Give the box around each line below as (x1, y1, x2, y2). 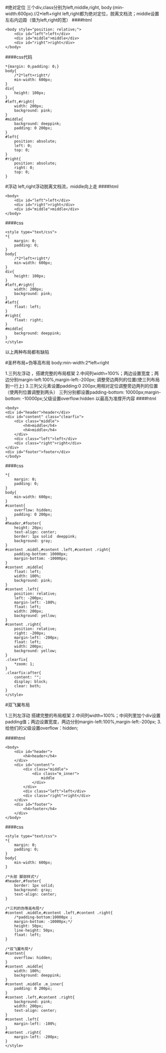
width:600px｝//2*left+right (5, 11, 61, 17)
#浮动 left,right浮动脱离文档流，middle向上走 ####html (5, 183, 119, 189)
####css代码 (5, 54, 32, 60)
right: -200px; (14, 631, 46, 636)
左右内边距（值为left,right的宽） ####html (5, 17, 92, 23)
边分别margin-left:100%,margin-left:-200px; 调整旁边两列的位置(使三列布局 (5, 376, 160, 382)
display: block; (14, 679, 48, 684)
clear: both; (14, 684, 41, 689)
